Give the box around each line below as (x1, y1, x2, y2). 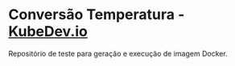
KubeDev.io (8, 22, 89, 41)
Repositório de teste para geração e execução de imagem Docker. (8, 49, 228, 58)
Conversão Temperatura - (8, 6, 185, 24)
